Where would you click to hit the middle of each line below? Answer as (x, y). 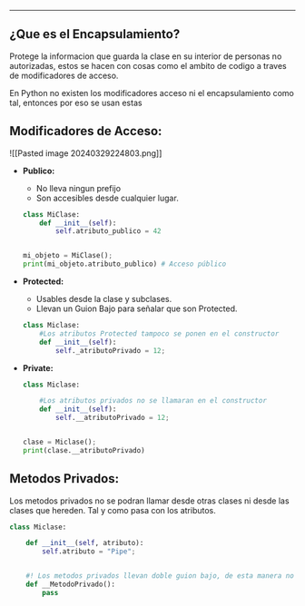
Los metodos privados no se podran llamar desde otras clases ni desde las (149, 501)
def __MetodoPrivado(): (71, 585)
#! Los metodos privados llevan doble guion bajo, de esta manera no (160, 576)
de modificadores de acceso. (64, 75)
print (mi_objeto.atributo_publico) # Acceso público (124, 264)
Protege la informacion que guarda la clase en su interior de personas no (146, 56)
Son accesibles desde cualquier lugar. (107, 198)
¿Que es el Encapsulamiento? (95, 34)
